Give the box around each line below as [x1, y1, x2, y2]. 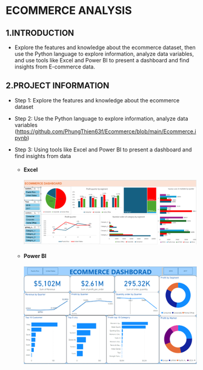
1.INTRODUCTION [5, 28, 75, 38]
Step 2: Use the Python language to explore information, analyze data [14, 114, 188, 122]
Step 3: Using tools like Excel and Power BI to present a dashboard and [14, 146, 192, 153]
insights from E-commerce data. [14, 63, 95, 70]
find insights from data [14, 152, 71, 159]
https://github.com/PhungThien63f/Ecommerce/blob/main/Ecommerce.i [16, 128, 196, 135]
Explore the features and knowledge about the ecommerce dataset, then [14, 44, 196, 51]
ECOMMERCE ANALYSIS [5, 4, 132, 18]
